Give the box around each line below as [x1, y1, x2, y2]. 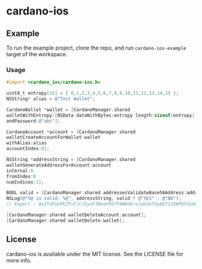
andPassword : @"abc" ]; [6, 118, 61, 124]
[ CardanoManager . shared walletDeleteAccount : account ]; [6, 212, 147, 218]
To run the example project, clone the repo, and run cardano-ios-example [6, 44, 186, 51]
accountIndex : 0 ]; [6, 146, 50, 152]
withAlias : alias [6, 140, 47, 146]
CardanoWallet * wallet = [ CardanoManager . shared [6, 107, 130, 113]
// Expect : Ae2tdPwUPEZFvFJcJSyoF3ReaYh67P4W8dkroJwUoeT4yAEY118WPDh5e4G [6, 201, 198, 207]
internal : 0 [6, 168, 34, 174]
